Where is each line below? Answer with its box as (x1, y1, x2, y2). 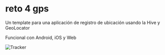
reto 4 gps (5, 3, 49, 14)
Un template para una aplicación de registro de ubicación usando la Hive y (5, 19, 160, 25)
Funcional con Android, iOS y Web (5, 34, 77, 40)
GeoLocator (5, 24, 30, 30)
